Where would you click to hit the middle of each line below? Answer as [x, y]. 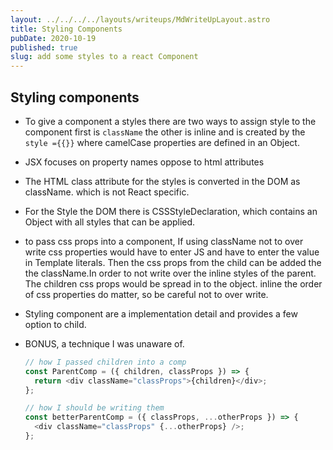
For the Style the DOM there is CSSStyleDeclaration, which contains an [171, 211]
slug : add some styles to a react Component [104, 57]
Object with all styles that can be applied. [110, 222]
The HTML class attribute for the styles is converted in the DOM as [162, 181]
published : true [44, 47]
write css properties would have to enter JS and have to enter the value [172, 252]
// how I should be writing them [94, 408]
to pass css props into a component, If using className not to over [164, 241]
